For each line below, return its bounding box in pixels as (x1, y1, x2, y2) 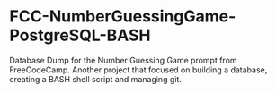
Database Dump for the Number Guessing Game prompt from (9, 55, 237, 65)
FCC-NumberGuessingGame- (9, 6, 236, 27)
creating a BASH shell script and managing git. (9, 73, 182, 84)
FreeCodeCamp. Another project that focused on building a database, (9, 64, 268, 75)
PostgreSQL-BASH (9, 25, 151, 46)
